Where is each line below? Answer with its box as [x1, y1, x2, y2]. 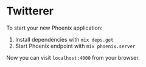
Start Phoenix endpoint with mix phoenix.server [15, 42, 136, 49]
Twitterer [6, 4, 54, 18]
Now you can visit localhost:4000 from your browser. [6, 54, 140, 61]
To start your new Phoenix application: [6, 24, 103, 31]
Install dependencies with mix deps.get [15, 36, 114, 43]
